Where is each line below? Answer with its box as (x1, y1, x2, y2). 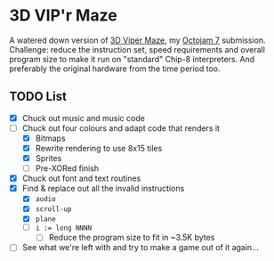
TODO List (9, 89, 67, 104)
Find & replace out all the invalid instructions (21, 184, 185, 194)
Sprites (35, 153, 62, 163)
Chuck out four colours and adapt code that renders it (21, 122, 221, 134)
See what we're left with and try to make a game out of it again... (21, 242, 260, 253)
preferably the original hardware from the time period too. (9, 63, 221, 74)
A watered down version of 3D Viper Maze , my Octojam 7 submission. (9, 35, 266, 45)
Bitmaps (35, 133, 66, 143)
